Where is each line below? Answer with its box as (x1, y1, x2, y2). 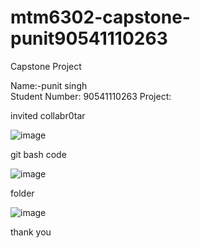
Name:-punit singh (10, 79, 88, 91)
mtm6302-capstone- (10, 6, 191, 29)
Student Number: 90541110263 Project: (10, 90, 172, 102)
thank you (10, 226, 52, 238)
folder (10, 187, 35, 199)
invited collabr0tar (10, 109, 86, 121)
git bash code (10, 148, 67, 160)
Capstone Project (10, 60, 82, 72)
